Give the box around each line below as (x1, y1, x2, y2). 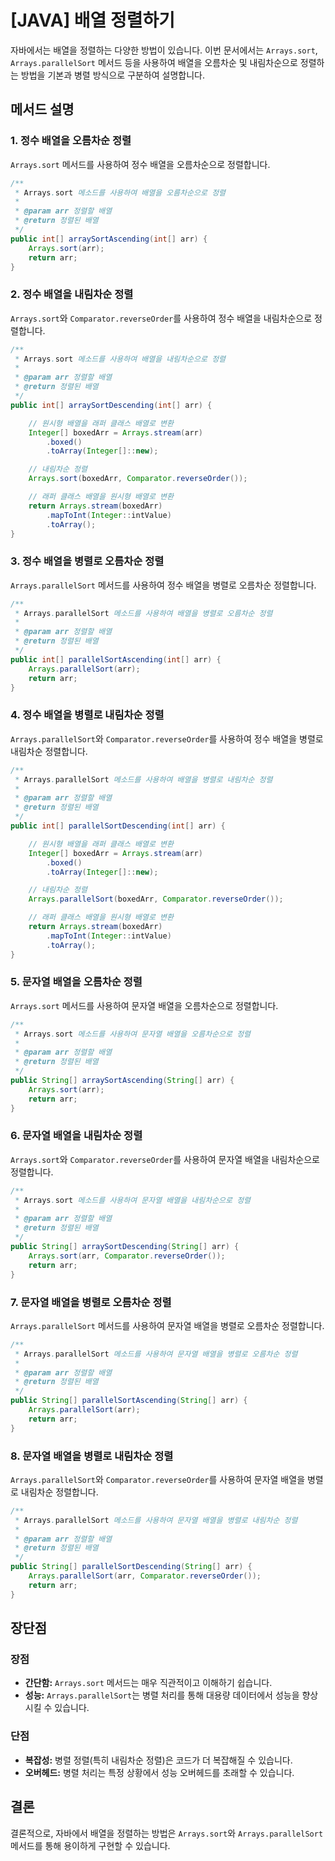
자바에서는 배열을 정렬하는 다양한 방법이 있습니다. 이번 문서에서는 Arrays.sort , (10, 44, 318, 56)
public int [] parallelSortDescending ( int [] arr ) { (10, 821, 226, 831)
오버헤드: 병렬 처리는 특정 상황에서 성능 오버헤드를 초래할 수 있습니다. (24, 1766, 295, 1778)
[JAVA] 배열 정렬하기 (10, 9, 176, 32)
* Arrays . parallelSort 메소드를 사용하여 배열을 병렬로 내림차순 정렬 (14, 774, 273, 785)
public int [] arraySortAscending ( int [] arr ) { (10, 234, 208, 244)
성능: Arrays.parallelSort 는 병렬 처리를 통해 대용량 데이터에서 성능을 (24, 1689, 300, 1701)
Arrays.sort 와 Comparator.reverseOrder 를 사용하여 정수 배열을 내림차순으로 (10, 312, 313, 324)
